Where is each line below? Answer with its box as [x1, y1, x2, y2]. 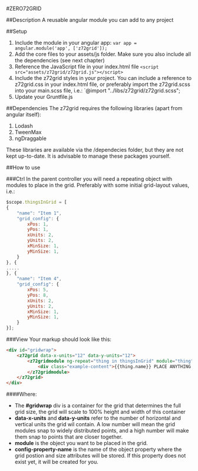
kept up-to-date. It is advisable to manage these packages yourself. [6, 152, 171, 160]
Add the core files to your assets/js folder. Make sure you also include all [14, 51, 192, 58]
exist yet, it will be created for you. [14, 459, 99, 466]
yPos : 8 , [27, 292, 49, 298]
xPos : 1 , [27, 221, 49, 227]
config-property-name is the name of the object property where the [14, 446, 182, 453]
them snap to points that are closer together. [14, 433, 123, 440]
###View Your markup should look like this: [6, 336, 112, 343]
